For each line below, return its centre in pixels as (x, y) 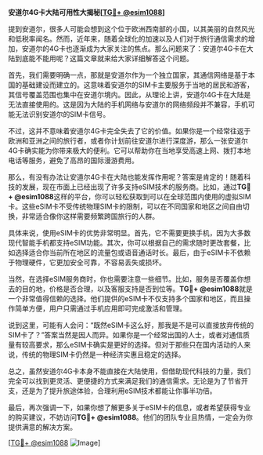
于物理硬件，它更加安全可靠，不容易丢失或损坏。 (87, 262)
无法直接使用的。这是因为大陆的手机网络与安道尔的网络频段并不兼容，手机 (128, 104)
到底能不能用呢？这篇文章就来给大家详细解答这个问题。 (104, 58)
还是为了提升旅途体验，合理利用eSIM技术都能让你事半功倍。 (119, 391)
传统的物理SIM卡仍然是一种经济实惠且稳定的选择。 (103, 355)
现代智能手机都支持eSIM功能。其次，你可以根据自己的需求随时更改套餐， (126, 243)
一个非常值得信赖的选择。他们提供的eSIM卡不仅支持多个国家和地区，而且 (126, 298)
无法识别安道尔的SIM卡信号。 (62, 114)
